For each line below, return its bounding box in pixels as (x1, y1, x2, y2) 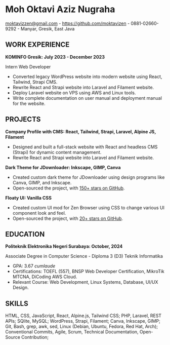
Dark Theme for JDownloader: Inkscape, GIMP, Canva (5, 164, 121, 170)
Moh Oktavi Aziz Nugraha (5, 4, 115, 15)
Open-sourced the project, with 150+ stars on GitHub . (12, 185, 125, 191)
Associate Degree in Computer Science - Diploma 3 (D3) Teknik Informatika (5, 253, 163, 259)
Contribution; (21, 334, 49, 340)
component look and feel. (12, 210, 66, 216)
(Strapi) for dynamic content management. (12, 149, 102, 155)
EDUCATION (5, 229, 45, 239)
